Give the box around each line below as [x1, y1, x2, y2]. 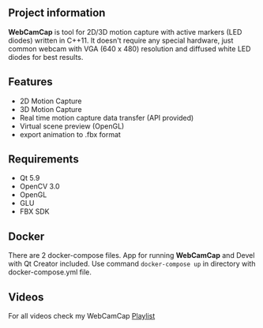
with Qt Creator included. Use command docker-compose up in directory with [8, 259, 256, 269]
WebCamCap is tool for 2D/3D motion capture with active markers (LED [8, 27, 242, 36]
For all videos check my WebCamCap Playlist [8, 311, 156, 321]
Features [8, 75, 53, 89]
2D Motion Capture [19, 96, 82, 106]
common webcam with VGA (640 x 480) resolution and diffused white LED [8, 43, 251, 54]
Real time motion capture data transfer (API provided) [19, 113, 194, 122]
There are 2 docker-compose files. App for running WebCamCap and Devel [8, 251, 255, 260]
